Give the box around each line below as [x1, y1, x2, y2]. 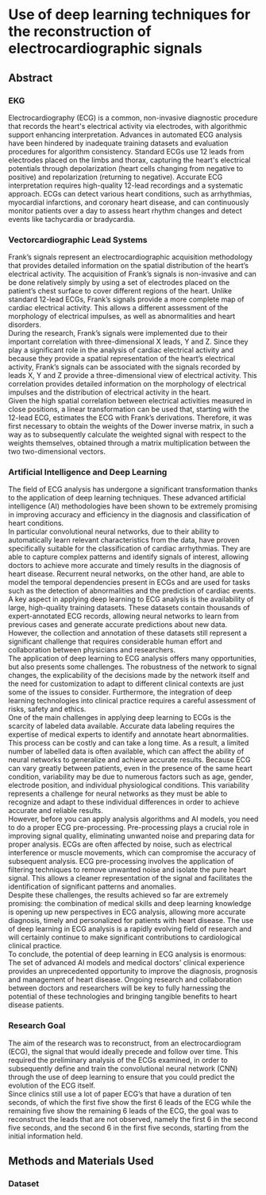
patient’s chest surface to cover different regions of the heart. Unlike [8, 286, 233, 296]
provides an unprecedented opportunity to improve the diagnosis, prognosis [8, 967, 258, 976]
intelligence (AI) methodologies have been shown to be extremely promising [8, 501, 258, 511]
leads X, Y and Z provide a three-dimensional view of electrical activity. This [8, 371, 257, 380]
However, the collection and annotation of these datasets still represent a [8, 629, 248, 638]
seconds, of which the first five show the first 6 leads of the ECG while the [8, 1097, 252, 1107]
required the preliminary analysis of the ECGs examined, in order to [8, 1055, 228, 1065]
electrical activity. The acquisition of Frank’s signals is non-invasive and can [8, 269, 256, 279]
